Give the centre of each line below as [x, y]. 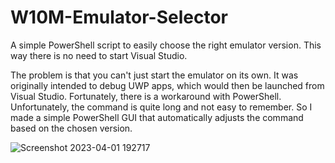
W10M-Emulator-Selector [119, 17]
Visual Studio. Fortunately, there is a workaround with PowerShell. [146, 96]
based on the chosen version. [71, 128]
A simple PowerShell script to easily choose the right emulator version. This [166, 45]
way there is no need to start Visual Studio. [99, 55]
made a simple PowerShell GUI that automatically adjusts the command [157, 117]
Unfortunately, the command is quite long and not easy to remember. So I [161, 107]
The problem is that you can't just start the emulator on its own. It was [154, 75]
